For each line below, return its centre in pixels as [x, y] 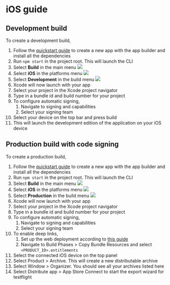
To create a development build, [38, 40]
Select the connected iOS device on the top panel [65, 255]
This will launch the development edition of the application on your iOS [87, 123]
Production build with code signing [62, 144]
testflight [22, 277]
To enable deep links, [35, 233]
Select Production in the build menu [51, 196]
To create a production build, [36, 156]
